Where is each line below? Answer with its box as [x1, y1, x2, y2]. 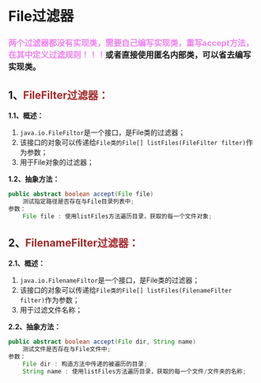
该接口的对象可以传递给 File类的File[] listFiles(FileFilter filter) [19, 137, 247, 147]
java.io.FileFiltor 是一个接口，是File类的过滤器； [19, 128, 186, 137]
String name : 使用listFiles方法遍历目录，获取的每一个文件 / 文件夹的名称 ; [22, 367, 247, 375]
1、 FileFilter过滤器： [8, 88, 109, 101]
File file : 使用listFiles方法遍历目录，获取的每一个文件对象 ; [22, 212, 213, 220]
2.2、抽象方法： [8, 322, 62, 331]
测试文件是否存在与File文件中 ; [22, 346, 112, 354]
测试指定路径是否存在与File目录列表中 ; [22, 197, 134, 205]
